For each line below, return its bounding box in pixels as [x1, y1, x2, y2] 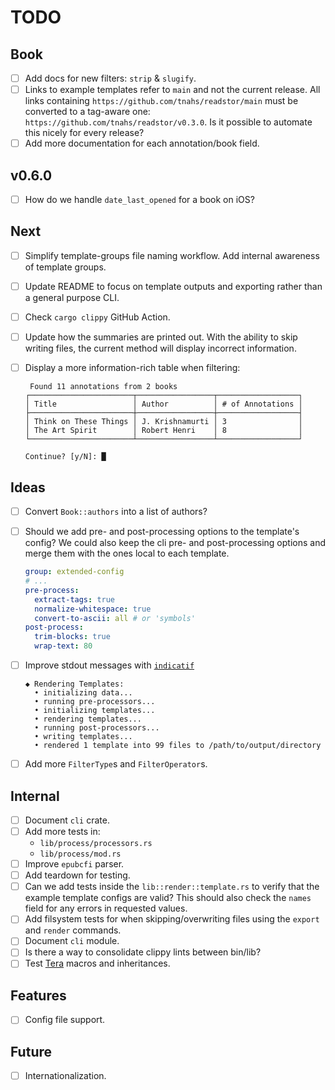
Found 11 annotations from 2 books [29, 382, 178, 392]
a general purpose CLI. [24, 292, 120, 303]
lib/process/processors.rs [39, 839, 153, 849]
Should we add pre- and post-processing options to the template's [24, 526, 300, 538]
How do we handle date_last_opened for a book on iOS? [24, 194, 255, 205]
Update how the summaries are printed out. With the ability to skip [24, 331, 298, 343]
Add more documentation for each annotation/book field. [24, 137, 260, 150]
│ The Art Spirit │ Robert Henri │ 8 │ [24, 426, 303, 436]
